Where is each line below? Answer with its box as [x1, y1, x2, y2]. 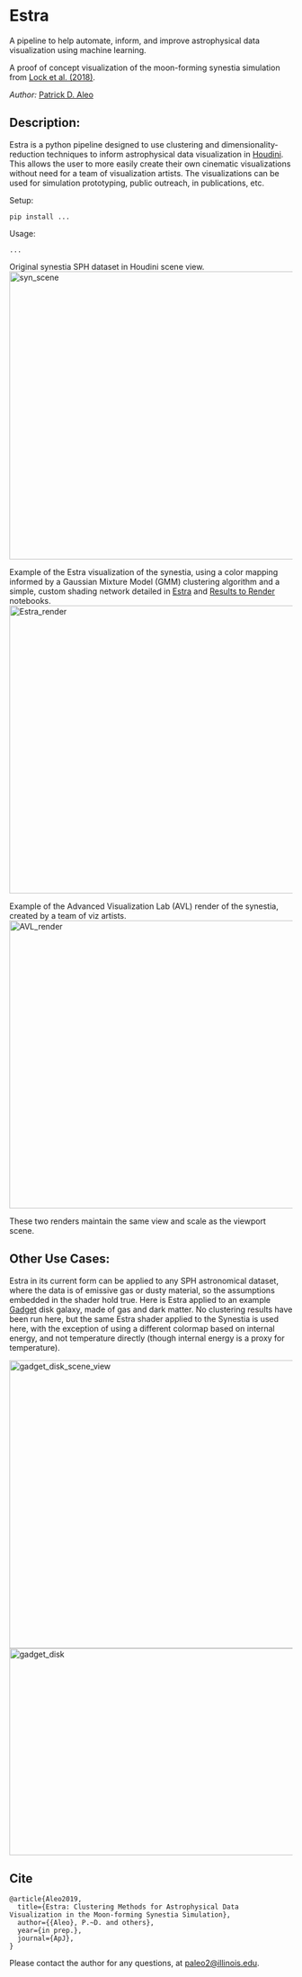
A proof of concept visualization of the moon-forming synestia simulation [9, 62, 280, 73]
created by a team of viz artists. [9, 910, 128, 921]
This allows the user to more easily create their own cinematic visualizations [9, 158, 291, 169]
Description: [9, 115, 81, 130]
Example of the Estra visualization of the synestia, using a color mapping [9, 566, 279, 577]
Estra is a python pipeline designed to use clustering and [9, 139, 220, 149]
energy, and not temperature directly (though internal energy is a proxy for [9, 1333, 285, 1343]
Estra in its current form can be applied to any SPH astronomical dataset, [9, 1275, 279, 1286]
